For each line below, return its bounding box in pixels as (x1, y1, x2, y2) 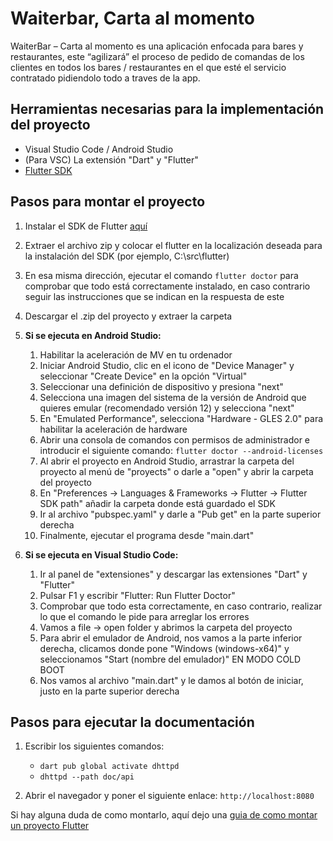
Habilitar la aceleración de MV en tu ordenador (39, 348, 233, 361)
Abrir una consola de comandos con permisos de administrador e (39, 433, 311, 446)
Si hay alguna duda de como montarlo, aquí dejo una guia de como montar (10, 809, 318, 821)
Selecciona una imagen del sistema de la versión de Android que (39, 391, 307, 403)
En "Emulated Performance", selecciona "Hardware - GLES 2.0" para (39, 412, 324, 424)
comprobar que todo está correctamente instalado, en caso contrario (24, 280, 311, 292)
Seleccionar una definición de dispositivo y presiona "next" (39, 380, 284, 392)
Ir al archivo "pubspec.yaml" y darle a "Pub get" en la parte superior (39, 508, 322, 520)
